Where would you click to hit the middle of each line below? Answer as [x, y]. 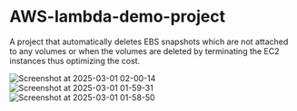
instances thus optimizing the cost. [75, 60]
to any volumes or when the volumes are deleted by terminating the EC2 [144, 51]
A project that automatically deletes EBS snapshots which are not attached [149, 42]
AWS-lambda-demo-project [117, 17]
